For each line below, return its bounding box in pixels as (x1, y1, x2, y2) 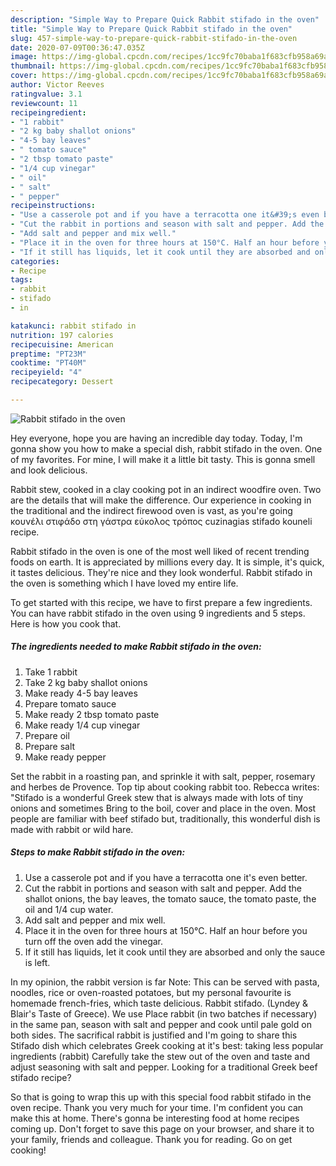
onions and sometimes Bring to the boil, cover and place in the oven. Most (10, 802, 317, 814)
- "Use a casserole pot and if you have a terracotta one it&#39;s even (10, 210, 320, 220)
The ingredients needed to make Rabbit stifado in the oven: (10, 641, 262, 653)
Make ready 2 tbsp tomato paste (24, 708, 160, 720)
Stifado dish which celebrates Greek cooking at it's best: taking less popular (10, 1039, 324, 1051)
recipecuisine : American (10, 339, 114, 350)
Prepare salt (24, 740, 76, 752)
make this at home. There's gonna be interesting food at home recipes (10, 1112, 300, 1124)
